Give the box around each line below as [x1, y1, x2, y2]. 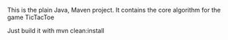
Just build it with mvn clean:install [7, 27, 105, 34]
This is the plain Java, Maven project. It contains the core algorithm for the [7, 6, 221, 14]
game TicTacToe [7, 13, 54, 21]
